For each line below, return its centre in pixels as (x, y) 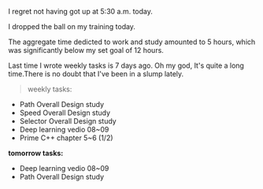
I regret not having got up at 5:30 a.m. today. (81, 11)
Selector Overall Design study (68, 121)
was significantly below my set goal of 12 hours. (86, 50)
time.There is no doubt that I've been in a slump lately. (96, 74)
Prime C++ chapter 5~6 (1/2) (66, 138)
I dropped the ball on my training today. (72, 26)
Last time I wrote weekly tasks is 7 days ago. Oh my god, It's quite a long (126, 65)
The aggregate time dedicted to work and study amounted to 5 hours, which (132, 42)
